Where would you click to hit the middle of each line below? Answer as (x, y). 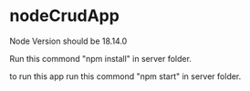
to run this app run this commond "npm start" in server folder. (125, 76)
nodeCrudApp (65, 16)
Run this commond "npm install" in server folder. (100, 58)
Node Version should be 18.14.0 (68, 41)
